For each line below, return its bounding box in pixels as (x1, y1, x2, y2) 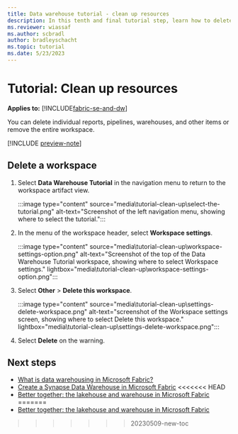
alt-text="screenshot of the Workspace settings (88, 307, 228, 316)
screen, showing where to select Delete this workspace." (17, 315, 184, 323)
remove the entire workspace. (7, 125, 95, 133)
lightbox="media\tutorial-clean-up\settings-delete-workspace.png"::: (17, 322, 220, 330)
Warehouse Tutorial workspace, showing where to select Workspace (17, 257, 219, 266)
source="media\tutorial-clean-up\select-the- (89, 199, 221, 208)
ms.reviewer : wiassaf (7, 23, 72, 30)
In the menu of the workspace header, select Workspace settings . (17, 228, 212, 237)
